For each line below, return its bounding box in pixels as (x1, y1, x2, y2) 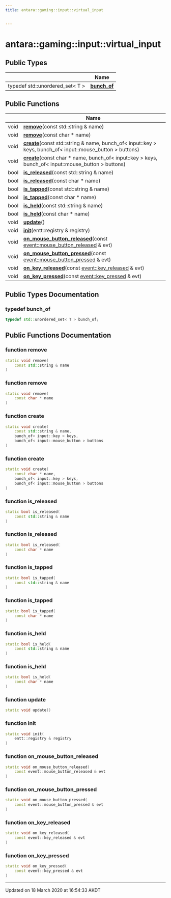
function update (5, 696, 46, 703)
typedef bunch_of (5, 305, 51, 312)
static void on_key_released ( (5, 831, 70, 836)
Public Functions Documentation (5, 331, 111, 340)
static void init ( (5, 731, 44, 737)
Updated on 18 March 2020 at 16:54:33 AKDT (5, 887, 101, 893)
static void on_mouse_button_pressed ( (5, 798, 88, 803)
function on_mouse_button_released (5, 753, 98, 760)
